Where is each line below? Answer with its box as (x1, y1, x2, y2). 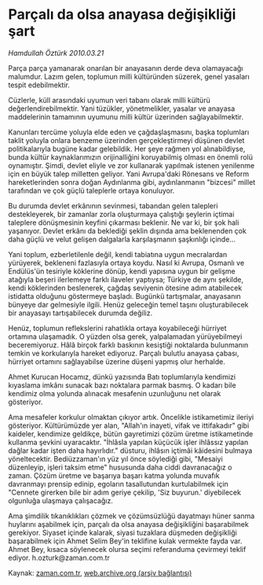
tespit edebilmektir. (8, 80, 71, 90)
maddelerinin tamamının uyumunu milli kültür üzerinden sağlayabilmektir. (8, 112, 244, 121)
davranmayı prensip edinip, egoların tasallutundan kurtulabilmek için (8, 479, 229, 488)
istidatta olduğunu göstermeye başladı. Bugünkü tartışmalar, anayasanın (8, 291, 241, 300)
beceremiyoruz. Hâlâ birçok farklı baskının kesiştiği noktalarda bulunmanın (8, 340, 249, 349)
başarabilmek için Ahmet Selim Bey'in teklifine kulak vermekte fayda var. (8, 536, 243, 546)
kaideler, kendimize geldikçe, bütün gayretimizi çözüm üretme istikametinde (8, 429, 254, 438)
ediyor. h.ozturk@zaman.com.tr (8, 553, 110, 562)
